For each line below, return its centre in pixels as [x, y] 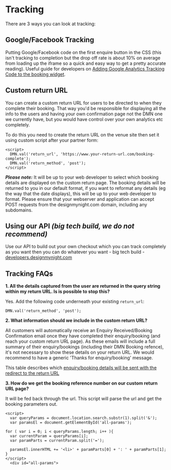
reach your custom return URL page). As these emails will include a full [80, 341]
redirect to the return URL [32, 373]
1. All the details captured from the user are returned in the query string [83, 286]
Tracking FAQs [29, 274]
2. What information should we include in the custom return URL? [77, 321]
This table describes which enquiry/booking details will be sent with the [81, 368]
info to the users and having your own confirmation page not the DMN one [84, 114]
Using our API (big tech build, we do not [70, 226]
